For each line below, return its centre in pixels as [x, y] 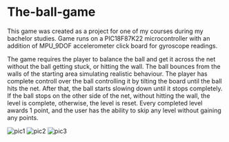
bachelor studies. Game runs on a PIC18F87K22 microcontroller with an [109, 38]
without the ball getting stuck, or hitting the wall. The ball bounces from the [114, 66]
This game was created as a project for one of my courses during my [105, 31]
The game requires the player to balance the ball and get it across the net [111, 59]
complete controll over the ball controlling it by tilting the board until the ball [114, 81]
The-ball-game [51, 12]
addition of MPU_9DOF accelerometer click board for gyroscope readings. [112, 45]
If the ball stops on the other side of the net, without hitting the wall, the [109, 95]
